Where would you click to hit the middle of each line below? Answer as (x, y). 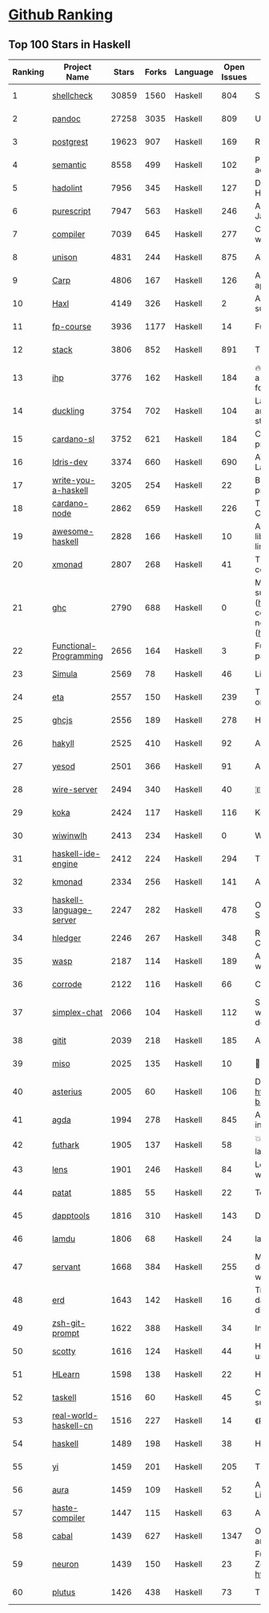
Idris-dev (70, 462)
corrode (67, 984)
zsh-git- (68, 1323)
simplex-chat (77, 1012)
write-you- (74, 480)
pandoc (66, 118)
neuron (65, 1564)
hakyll (63, 743)
